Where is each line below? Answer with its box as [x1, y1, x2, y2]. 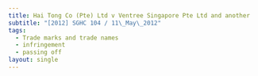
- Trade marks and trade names [15, 33, 119, 42]
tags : [8, 26, 26, 34]
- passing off [15, 48, 62, 56]
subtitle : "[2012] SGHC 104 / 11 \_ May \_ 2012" [8, 19, 161, 27]
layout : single [8, 56, 59, 64]
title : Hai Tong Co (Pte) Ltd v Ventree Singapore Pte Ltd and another [8, 11, 250, 20]
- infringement [15, 41, 66, 49]
